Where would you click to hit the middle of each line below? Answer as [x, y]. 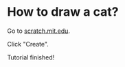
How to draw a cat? [63, 12]
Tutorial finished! [31, 57]
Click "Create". [28, 44]
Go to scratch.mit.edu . [39, 31]
